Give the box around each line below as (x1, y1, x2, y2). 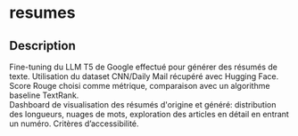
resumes (9, 3, 76, 23)
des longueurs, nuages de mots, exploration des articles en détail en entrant (9, 109, 290, 119)
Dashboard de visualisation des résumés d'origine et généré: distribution (9, 100, 277, 109)
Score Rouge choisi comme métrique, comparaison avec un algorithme (9, 81, 270, 91)
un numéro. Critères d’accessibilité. (9, 118, 140, 129)
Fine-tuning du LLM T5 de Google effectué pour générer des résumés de (9, 61, 278, 72)
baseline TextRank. (9, 90, 79, 100)
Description (9, 38, 76, 53)
